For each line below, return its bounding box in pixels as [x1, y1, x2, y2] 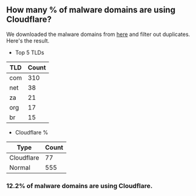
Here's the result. [6, 37, 50, 44]
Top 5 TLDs [15, 49, 44, 56]
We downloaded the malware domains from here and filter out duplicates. [6, 30, 191, 38]
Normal [9, 163, 30, 172]
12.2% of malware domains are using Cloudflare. [6, 181, 153, 190]
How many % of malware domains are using [6, 5, 176, 15]
